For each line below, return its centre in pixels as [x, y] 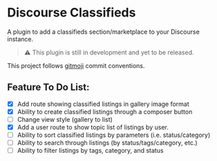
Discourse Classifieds [72, 13]
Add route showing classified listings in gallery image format [103, 104]
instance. [20, 39]
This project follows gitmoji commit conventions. [76, 65]
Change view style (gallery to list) [65, 119]
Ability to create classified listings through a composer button [105, 111]
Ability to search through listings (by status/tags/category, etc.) [107, 143]
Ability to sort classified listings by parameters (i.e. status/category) [114, 135]
